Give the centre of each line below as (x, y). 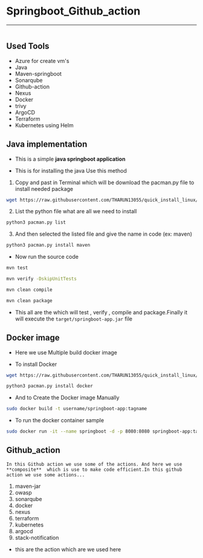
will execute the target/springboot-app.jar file (74, 319)
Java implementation (47, 144)
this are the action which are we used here (68, 549)
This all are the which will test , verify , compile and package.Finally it (101, 312)
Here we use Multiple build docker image (66, 352)
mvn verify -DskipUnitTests (42, 279)
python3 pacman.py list (36, 222)
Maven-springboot (38, 73)
